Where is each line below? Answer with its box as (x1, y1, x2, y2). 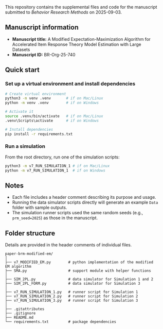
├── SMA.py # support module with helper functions (5, 268, 151, 274)
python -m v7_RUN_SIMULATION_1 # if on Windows (5, 168, 106, 173)
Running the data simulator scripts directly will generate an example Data (12, 199, 158, 206)
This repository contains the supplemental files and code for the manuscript (5, 4, 157, 10)
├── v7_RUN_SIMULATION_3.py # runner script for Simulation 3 (5, 298, 138, 303)
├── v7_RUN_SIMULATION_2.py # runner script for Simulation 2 (5, 294, 138, 299)
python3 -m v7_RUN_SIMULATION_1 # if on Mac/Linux (5, 163, 110, 168)
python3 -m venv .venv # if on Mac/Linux (5, 96, 104, 101)
